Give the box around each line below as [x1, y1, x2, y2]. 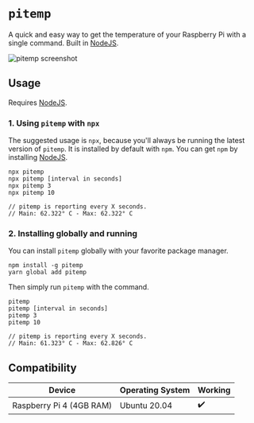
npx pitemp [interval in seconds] [8, 175, 123, 183]
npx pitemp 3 [8, 182, 52, 190]
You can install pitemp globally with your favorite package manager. [8, 246, 229, 256]
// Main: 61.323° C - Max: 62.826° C [8, 340, 133, 347]
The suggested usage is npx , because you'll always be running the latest [8, 136, 245, 146]
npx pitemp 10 [8, 189, 56, 197]
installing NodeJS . [8, 153, 68, 162]
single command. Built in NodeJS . [8, 38, 119, 48]
